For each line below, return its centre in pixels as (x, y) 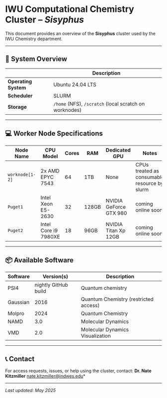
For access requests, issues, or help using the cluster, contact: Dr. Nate (78, 371)
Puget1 (15, 207)
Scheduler (20, 95)
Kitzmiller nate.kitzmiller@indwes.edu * (45, 376)
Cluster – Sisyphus (45, 20)
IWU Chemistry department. (34, 39)
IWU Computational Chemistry (70, 9)
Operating (20, 81)
